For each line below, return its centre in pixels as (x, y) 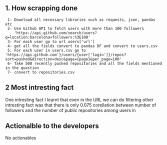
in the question (22, 68)
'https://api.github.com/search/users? (56, 33)
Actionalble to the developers (52, 126)
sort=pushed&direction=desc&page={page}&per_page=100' (63, 59)
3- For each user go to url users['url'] (51, 41)
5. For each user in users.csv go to (46, 50)
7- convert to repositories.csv (41, 72)
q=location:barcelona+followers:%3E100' (48, 37)
